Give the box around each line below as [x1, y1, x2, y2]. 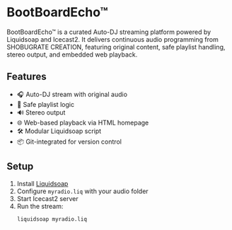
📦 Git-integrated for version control [16, 137, 122, 146]
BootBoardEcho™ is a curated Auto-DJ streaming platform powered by [6, 28, 211, 36]
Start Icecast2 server [16, 194, 79, 202]
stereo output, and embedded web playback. [6, 50, 138, 59]
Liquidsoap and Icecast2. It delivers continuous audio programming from [6, 35, 219, 43]
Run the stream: [16, 202, 64, 210]
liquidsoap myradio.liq [16, 215, 88, 223]
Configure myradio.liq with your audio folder [16, 187, 149, 195]
